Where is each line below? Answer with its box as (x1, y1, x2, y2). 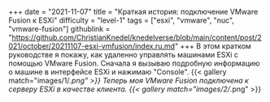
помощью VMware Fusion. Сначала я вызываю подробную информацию (8, 58, 260, 68)
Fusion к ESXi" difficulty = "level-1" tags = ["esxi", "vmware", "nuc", (8, 15, 234, 25)
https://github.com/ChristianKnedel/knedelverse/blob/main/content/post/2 (11, 32, 262, 42)
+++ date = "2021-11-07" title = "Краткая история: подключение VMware (8, 7, 259, 16)
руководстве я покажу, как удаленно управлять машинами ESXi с (8, 50, 238, 59)
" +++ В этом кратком (174, 41, 252, 51)
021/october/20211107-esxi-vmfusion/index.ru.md (8, 41, 176, 51)
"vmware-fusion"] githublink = (8, 24, 111, 33)
